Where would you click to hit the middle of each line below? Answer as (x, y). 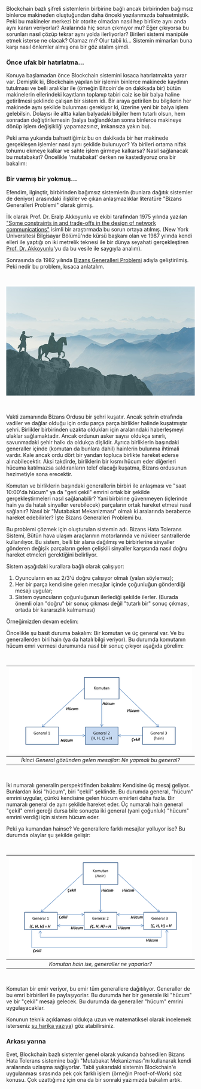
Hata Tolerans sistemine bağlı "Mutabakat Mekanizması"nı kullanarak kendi (99, 1061)
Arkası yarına (26, 1042)
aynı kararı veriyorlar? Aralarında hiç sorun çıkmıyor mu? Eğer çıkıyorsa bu (98, 28)
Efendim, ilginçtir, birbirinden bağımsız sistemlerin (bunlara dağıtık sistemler (99, 192)
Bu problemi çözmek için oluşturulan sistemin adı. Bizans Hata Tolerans (94, 529)
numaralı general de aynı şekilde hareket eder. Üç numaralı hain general (95, 804)
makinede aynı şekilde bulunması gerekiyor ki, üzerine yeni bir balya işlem (97, 107)
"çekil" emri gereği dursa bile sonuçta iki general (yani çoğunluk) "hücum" (98, 810)
